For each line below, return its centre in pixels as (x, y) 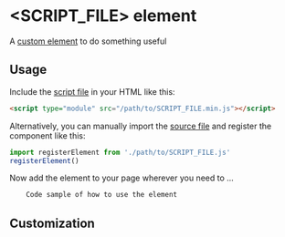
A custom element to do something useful (88, 41)
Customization (53, 223)
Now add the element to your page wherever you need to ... (122, 178)
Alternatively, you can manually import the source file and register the (141, 126)
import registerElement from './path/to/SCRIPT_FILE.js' (120, 152)
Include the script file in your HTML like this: (92, 91)
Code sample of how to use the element (102, 195)
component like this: (47, 135)
